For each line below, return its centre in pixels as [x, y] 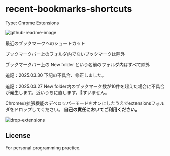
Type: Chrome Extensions [32, 23]
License [18, 135]
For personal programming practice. [43, 148]
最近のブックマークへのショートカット [45, 43]
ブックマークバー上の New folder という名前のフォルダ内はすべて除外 [78, 64]
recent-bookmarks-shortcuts [69, 9]
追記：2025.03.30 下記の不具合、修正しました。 [56, 75]
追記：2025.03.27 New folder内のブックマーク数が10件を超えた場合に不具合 [85, 86]
